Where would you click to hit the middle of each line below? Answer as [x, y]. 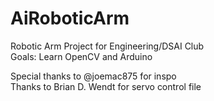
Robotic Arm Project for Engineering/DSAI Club [107, 46]
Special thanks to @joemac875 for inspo [93, 76]
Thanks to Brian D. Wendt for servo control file [106, 86]
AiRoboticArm [70, 18]
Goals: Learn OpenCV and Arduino [81, 56]
